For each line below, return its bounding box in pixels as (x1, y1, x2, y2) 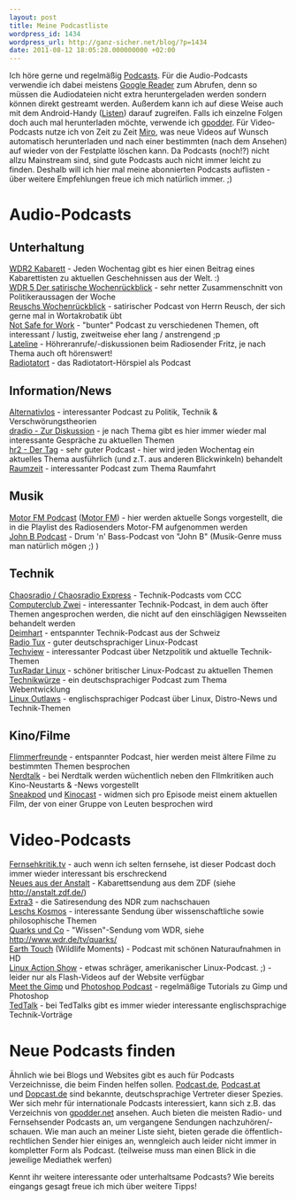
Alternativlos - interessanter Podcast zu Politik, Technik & (9, 406, 218, 417)
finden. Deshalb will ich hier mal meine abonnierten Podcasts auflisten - (9, 165, 271, 175)
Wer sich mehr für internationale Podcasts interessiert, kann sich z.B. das (9, 1098, 277, 1109)
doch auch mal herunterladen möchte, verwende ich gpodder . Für (9, 117, 249, 128)
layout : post (9, 12, 57, 22)
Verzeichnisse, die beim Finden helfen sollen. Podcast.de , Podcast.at (9, 1080, 261, 1090)
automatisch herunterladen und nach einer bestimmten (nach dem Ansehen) (9, 136, 287, 147)
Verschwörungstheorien (9, 415, 97, 426)
